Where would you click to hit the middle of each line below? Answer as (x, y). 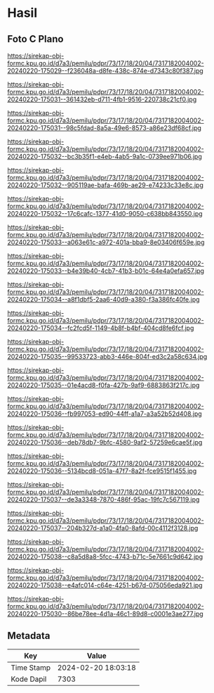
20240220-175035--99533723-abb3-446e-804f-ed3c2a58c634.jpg (107, 356)
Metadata (29, 636)
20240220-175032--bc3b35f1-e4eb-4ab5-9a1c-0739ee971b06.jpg (105, 157)
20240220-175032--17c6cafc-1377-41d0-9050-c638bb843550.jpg (105, 214)
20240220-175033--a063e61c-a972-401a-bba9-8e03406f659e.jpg (106, 242)
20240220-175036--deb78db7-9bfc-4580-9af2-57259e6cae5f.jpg (105, 442)
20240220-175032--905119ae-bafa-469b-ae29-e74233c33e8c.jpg (105, 185)
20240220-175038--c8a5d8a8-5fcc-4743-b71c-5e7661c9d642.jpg (105, 557)
